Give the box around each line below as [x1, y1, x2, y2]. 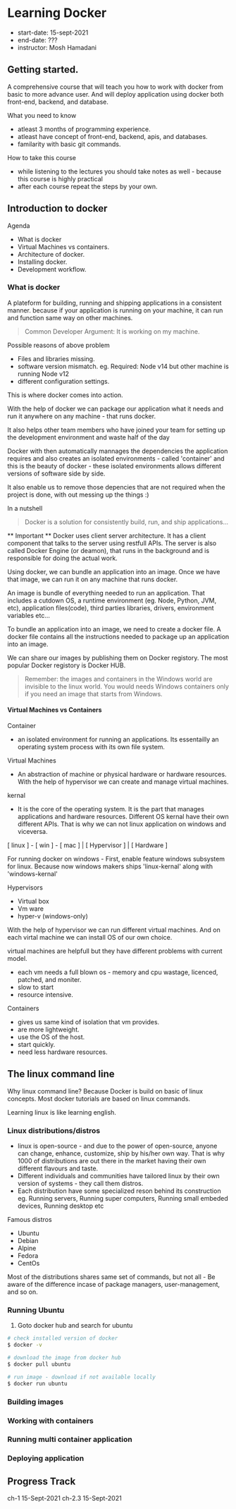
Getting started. [7, 63, 79, 75]
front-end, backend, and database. [7, 97, 109, 106]
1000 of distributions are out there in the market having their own [17, 1157, 206, 1165]
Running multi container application [7, 1434, 132, 1444]
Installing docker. [17, 257, 68, 266]
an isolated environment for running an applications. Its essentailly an [17, 735, 220, 744]
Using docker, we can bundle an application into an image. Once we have [7, 567, 221, 576]
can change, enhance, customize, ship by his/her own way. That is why [17, 1149, 225, 1158]
